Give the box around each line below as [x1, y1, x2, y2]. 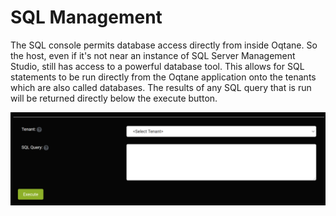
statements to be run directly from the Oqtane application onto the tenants [10, 71, 317, 83]
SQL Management [10, 6, 163, 29]
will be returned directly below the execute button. [10, 92, 218, 104]
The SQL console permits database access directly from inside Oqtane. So [10, 39, 318, 51]
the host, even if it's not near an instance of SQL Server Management [10, 49, 296, 61]
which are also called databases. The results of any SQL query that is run [10, 81, 312, 93]
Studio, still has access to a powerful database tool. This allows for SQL [10, 60, 305, 72]
